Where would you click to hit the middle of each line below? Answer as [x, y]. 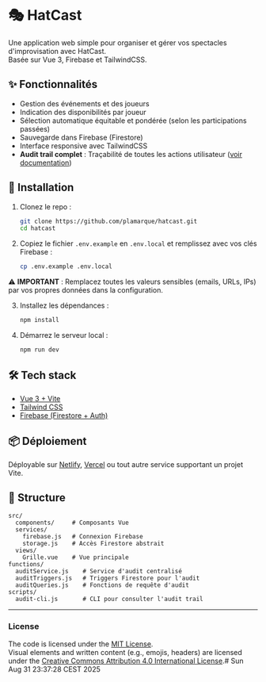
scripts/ [23, 592]
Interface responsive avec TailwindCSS [84, 146]
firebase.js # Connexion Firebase [83, 537]
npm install [39, 320]
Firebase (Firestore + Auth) [64, 415]
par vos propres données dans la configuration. [86, 290]
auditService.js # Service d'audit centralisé [99, 572]
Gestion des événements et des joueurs [84, 103]
